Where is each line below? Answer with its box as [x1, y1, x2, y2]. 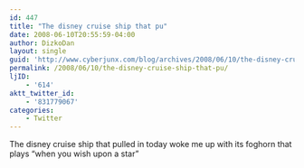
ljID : [9, 72, 30, 81]
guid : [9, 55, 30, 64]
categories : [9, 106, 54, 115]
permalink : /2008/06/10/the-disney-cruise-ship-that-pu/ [9, 64, 229, 73]
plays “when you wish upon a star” [9, 148, 139, 159]
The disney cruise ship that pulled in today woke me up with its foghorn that [9, 139, 292, 150]
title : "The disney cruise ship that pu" [9, 22, 168, 31]
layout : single [9, 47, 67, 56]
